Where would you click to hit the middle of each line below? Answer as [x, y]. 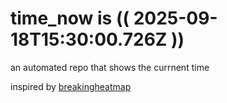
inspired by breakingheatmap [71, 86]
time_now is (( [70, 18]
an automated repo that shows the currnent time [110, 67]
